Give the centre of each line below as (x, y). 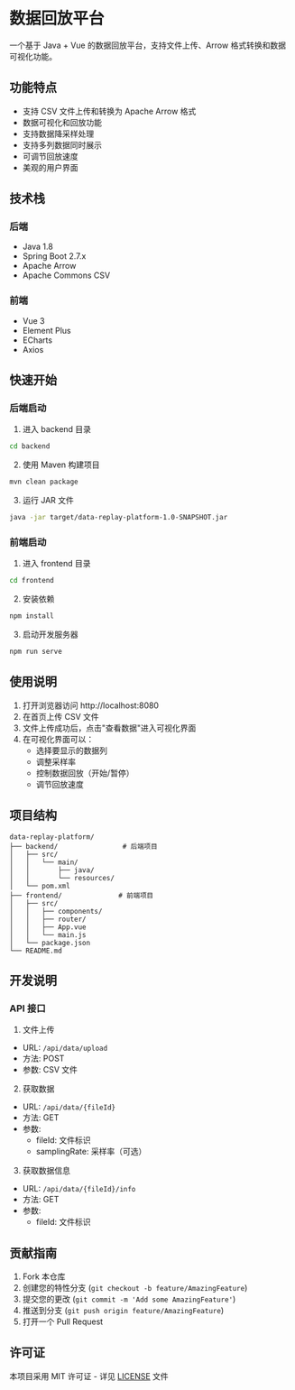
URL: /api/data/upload (65, 1048)
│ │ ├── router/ (48, 919)
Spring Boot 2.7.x (54, 256)
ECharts (37, 340)
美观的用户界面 (50, 167)
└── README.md (36, 951)
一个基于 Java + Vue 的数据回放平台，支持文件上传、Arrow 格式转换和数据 (148, 45)
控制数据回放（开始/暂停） (85, 773)
